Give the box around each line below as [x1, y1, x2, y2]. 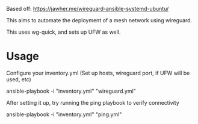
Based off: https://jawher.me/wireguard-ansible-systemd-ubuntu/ [6, 5, 169, 12]
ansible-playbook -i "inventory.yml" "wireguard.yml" [6, 87, 137, 95]
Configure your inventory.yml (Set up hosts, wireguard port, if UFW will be [6, 69, 190, 76]
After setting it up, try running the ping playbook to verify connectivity [6, 99, 179, 106]
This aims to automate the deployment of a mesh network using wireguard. [6, 17, 193, 23]
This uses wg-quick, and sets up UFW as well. [6, 28, 121, 36]
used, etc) [6, 75, 31, 83]
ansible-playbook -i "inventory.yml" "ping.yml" [6, 111, 122, 118]
